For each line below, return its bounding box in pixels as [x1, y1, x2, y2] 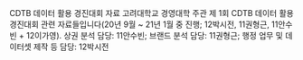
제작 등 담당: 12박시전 [33, 41, 109, 52]
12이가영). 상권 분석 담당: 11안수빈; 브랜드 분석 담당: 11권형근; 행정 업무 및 [26, 30, 283, 40]
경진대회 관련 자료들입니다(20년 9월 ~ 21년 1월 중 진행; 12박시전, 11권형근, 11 [9, 19, 279, 30]
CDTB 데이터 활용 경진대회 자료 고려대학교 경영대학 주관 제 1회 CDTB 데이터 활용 [9, 8, 294, 18]
